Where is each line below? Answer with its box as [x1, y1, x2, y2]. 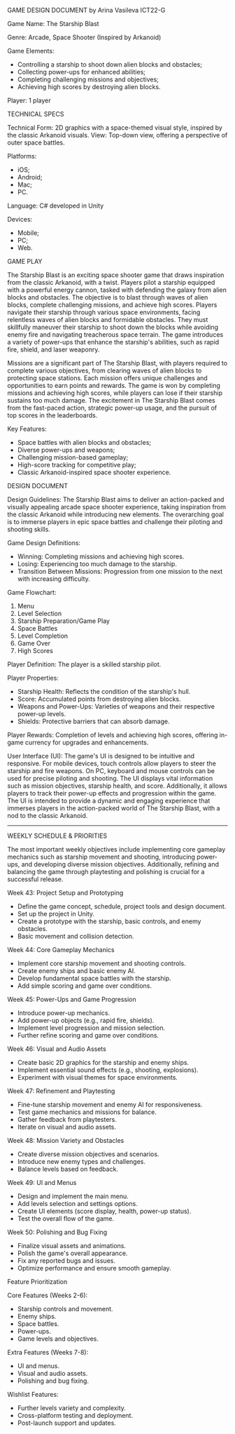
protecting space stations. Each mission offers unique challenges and [7, 374, 208, 382]
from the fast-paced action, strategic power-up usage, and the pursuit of [7, 403, 218, 412]
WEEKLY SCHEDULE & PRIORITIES [7, 831, 108, 840]
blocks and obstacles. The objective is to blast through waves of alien [7, 293, 208, 301]
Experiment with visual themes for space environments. [17, 1073, 178, 1081]
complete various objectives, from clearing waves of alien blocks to [7, 366, 202, 375]
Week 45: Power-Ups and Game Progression [7, 996, 136, 1003]
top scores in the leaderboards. [7, 411, 98, 420]
